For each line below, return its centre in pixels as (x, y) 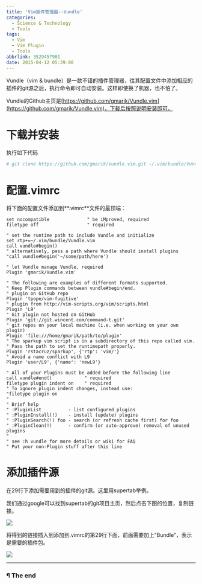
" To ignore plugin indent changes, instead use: (70, 389)
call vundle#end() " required (59, 378)
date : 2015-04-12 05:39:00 (40, 62)
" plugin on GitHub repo (37, 294)
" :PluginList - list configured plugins (71, 410)
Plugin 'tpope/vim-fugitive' (43, 299)
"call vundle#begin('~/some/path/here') (58, 257)
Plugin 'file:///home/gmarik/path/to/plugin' (64, 336)
